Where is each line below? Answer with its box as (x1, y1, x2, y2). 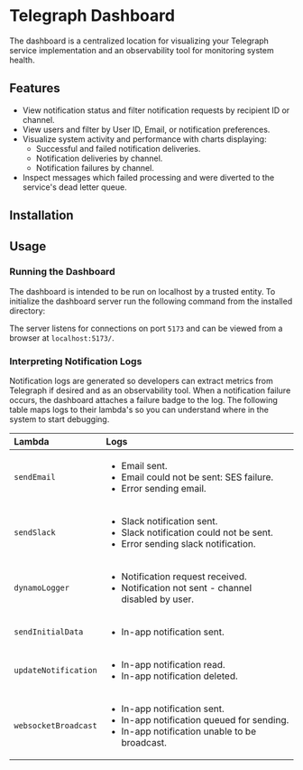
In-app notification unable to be (121, 725, 257, 737)
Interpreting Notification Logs (9, 354, 142, 367)
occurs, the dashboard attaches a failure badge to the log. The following (9, 395, 278, 406)
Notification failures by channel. (35, 162, 155, 173)
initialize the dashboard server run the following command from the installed (9, 296, 293, 306)
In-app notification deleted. (121, 670, 239, 682)
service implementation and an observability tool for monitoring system (9, 44, 274, 55)
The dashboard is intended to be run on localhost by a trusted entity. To (9, 286, 276, 296)
